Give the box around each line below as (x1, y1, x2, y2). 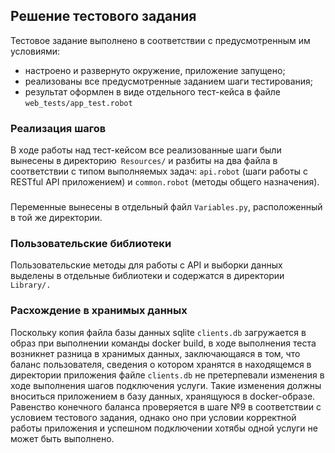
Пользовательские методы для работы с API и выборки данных (10, 259, 283, 271)
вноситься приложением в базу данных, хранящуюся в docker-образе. (10, 390, 316, 402)
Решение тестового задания (10, 8, 197, 25)
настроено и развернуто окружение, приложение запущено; (24, 64, 286, 76)
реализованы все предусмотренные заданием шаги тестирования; (24, 75, 314, 87)
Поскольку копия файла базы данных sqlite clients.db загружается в (10, 326, 307, 338)
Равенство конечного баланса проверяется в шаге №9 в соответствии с (10, 400, 322, 413)
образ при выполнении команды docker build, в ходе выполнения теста (10, 337, 317, 349)
